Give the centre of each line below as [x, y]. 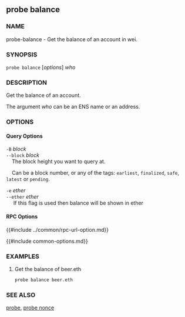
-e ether [16, 191]
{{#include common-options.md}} [47, 241]
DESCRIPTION [27, 82]
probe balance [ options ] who [41, 67]
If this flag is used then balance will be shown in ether [78, 203]
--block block [23, 155]
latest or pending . [28, 179]
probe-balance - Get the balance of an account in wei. [72, 39]
